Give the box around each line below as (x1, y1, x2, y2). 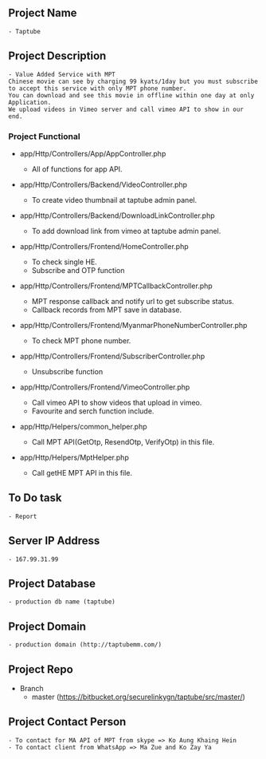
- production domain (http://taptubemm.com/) (8, 641, 162, 649)
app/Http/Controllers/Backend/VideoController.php (19, 180, 188, 189)
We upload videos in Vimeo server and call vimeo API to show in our (8, 105, 244, 113)
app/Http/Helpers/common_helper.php (19, 421, 147, 431)
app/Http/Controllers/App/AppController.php (19, 148, 166, 158)
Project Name (8, 6, 77, 20)
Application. (8, 98, 52, 106)
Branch (19, 683, 44, 693)
